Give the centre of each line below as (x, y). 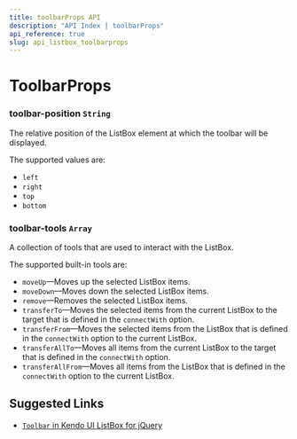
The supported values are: (58, 160)
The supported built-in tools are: (68, 265)
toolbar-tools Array (51, 228)
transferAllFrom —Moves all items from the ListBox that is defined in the (153, 367)
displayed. (28, 142)
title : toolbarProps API (55, 17)
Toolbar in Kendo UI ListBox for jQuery (92, 425)
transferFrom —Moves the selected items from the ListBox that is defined (155, 329)
